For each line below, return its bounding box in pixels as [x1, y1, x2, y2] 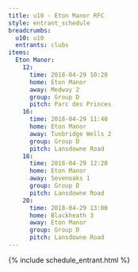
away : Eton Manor [29, 219, 87, 227]
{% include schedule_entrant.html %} [8, 255, 131, 265]
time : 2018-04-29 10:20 [29, 71, 109, 79]
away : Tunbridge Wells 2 [29, 130, 112, 138]
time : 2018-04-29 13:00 [29, 204, 109, 212]
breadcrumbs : [8, 26, 52, 34]
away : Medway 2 [29, 85, 80, 94]
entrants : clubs [15, 41, 69, 49]
